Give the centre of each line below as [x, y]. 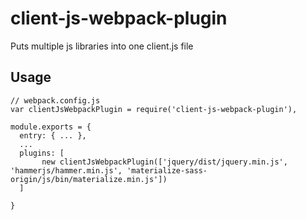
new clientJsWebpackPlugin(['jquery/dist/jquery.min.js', [164, 162]
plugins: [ [42, 153]
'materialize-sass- [167, 170]
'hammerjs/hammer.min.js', [66, 170]
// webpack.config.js [55, 100]
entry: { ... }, [53, 135]
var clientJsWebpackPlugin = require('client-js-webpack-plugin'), [154, 109]
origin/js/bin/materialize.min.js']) [89, 179]
